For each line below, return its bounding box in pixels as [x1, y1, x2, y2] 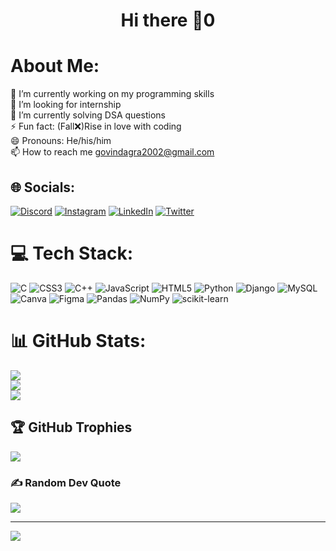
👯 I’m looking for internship [10, 99, 122, 111]
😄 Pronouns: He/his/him [10, 135, 112, 147]
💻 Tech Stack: [10, 242, 134, 265]
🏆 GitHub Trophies [10, 419, 133, 436]
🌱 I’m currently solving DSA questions [10, 109, 166, 121]
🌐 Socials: [10, 179, 76, 196]
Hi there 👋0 [120, 9, 216, 32]
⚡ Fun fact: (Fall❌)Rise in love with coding [10, 120, 182, 133]
